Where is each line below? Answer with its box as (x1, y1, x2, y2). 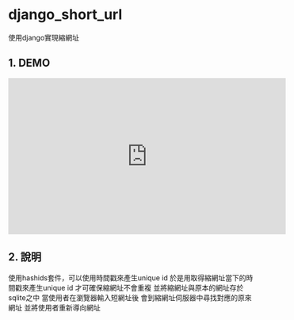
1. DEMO (8, 56, 51, 70)
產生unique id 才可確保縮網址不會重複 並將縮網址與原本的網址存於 (29, 283, 244, 292)
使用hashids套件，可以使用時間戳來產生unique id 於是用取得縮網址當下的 (8, 272, 246, 283)
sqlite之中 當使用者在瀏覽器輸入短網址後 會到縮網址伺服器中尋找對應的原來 (8, 292, 252, 303)
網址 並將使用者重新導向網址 (8, 303, 101, 312)
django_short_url (8, 6, 123, 24)
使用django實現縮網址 (8, 33, 80, 42)
